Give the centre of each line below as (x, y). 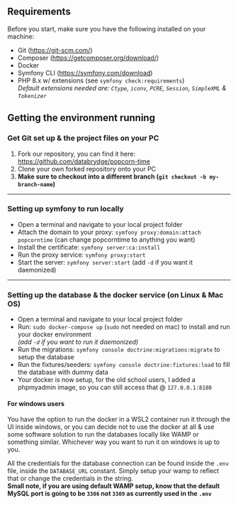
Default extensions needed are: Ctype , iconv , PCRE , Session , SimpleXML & (122, 87)
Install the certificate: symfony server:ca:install (89, 247)
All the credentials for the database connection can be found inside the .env (118, 463)
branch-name (35, 184)
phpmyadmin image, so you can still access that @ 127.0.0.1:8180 (115, 388)
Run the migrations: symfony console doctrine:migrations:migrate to (119, 350)
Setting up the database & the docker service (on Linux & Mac (115, 294)
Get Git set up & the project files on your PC (83, 138)
